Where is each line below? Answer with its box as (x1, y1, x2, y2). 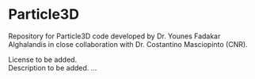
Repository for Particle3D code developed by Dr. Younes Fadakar (8, 31, 221, 41)
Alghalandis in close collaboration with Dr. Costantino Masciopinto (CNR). (8, 39, 248, 48)
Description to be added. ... (8, 63, 97, 72)
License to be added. (8, 55, 78, 64)
